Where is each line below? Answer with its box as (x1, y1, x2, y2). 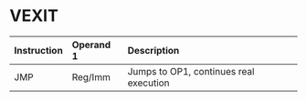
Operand (71, 38, 111, 51)
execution (127, 76, 171, 89)
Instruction (14, 44, 64, 56)
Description (127, 44, 180, 56)
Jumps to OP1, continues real (127, 65, 255, 77)
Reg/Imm (71, 70, 111, 83)
